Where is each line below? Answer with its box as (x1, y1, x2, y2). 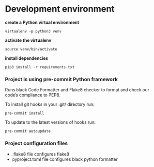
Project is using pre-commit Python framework (5, 76, 118, 83)
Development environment (5, 3, 115, 15)
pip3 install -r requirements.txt (5, 65, 75, 69)
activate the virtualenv (5, 37, 52, 43)
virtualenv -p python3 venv (5, 29, 62, 33)
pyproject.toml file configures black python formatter (12, 156, 118, 162)
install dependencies (5, 55, 48, 61)
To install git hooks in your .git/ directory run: (5, 101, 94, 107)
